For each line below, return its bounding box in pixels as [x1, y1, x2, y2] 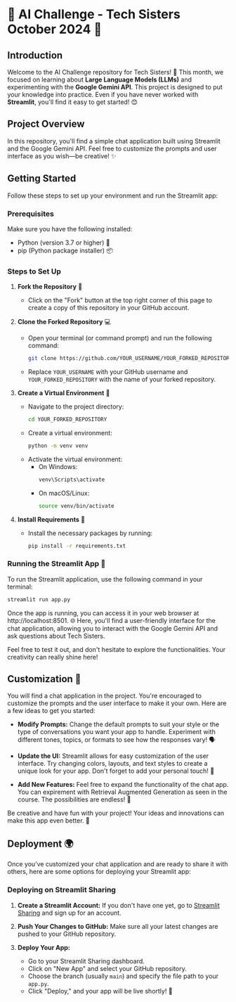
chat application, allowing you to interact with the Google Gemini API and [7, 624, 218, 632]
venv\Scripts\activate [38, 476, 105, 483]
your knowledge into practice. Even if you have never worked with [7, 91, 199, 98]
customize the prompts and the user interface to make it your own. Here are [7, 699, 227, 707]
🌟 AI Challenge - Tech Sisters [7, 6, 181, 23]
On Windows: [38, 462, 78, 470]
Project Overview [7, 118, 85, 130]
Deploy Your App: [17, 943, 70, 951]
